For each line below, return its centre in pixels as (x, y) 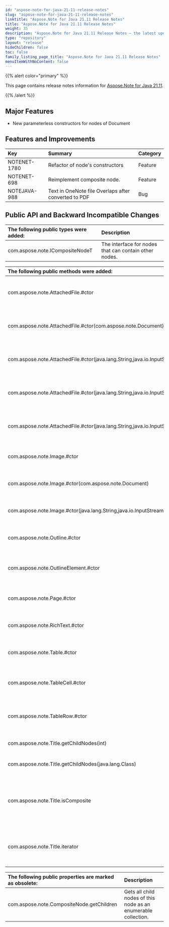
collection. (136, 917)
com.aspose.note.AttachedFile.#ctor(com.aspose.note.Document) (86, 326)
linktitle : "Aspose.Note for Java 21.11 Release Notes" (65, 19)
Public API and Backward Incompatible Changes (82, 215)
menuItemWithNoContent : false (37, 62)
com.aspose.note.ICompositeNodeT (50, 250)
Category (150, 153)
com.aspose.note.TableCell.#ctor (47, 682)
